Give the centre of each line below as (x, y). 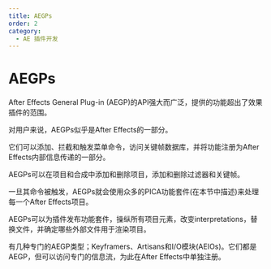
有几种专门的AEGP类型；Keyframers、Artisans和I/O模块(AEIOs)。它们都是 (133, 247)
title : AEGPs (30, 16)
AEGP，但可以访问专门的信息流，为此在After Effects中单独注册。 (117, 257)
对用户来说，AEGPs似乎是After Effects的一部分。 (90, 130)
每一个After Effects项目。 (51, 202)
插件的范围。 (30, 113)
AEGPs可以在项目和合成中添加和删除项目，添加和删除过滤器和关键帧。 (127, 175)
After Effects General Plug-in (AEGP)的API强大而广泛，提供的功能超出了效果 (135, 102)
